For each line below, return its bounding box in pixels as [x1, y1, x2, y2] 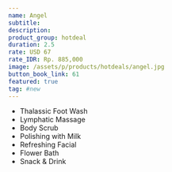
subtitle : [8, 19, 41, 27]
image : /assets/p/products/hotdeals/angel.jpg [8, 63, 165, 71]
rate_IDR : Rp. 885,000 [8, 56, 83, 64]
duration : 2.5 [8, 41, 55, 49]
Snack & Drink [19, 157, 67, 166]
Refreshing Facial [19, 140, 77, 150]
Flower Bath [19, 148, 59, 158]
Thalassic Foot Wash [19, 107, 88, 116]
